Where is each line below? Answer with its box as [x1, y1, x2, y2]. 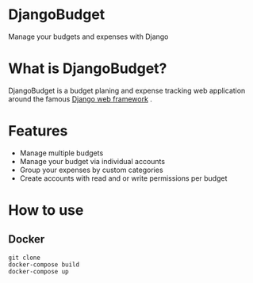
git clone [8, 254, 41, 262]
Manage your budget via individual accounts [19, 156, 165, 166]
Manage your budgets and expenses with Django [8, 32, 169, 41]
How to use [8, 201, 84, 219]
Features [8, 122, 68, 140]
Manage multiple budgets [19, 148, 104, 158]
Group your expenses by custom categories [19, 165, 164, 174]
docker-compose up [8, 267, 69, 275]
